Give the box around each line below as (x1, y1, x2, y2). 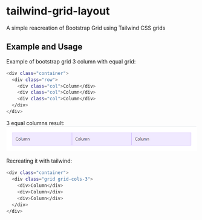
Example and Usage (6, 42, 83, 52)
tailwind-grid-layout (6, 4, 110, 18)
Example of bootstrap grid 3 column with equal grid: (6, 57, 136, 65)
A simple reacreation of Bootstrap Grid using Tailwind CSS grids (6, 24, 166, 31)
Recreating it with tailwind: (6, 157, 73, 164)
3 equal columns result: (6, 119, 65, 126)
